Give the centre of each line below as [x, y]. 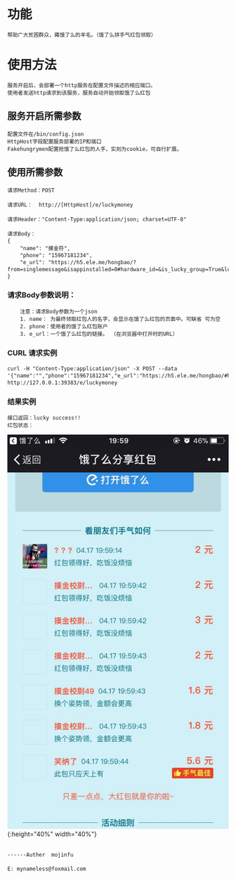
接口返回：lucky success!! [44, 418]
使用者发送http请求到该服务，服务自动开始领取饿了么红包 [79, 93]
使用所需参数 [35, 172]
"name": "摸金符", [45, 248]
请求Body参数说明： [41, 295]
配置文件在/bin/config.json [46, 134]
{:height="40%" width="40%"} [52, 834]
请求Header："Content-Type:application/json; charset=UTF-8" [97, 219]
